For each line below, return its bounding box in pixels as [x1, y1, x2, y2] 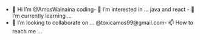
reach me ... [12, 28, 43, 35]
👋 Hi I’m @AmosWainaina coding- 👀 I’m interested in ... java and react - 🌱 [12, 6, 195, 13]
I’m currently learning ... [12, 12, 72, 19]
